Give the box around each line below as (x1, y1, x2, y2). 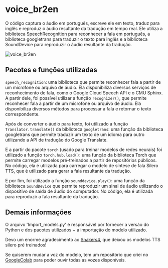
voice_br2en (5, 4, 59, 15)
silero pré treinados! (5, 242, 47, 248)
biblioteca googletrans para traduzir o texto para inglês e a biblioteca (5, 36, 148, 42)
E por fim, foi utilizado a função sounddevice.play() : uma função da (5, 177, 145, 184)
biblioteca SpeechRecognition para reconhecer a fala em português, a (5, 31, 150, 37)
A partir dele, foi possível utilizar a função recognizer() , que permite (5, 95, 147, 101)
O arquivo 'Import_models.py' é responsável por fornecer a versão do (5, 221, 149, 227)
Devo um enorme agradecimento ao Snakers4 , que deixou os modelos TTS (5, 236, 160, 242)
